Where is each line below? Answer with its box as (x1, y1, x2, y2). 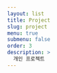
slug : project (7, 23, 48, 30)
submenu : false (7, 36, 51, 43)
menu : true (7, 29, 38, 37)
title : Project (7, 17, 51, 24)
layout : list (7, 10, 45, 17)
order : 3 (7, 42, 32, 49)
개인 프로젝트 (13, 56, 45, 63)
